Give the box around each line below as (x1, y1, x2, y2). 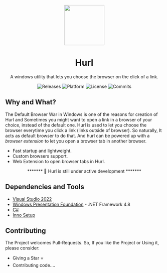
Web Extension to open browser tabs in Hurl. (12, 158, 105, 164)
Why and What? (5, 98, 57, 106)
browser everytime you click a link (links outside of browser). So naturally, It (5, 127, 162, 133)
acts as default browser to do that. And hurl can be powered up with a (5, 132, 150, 139)
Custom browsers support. (12, 153, 68, 159)
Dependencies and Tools (5, 183, 84, 191)
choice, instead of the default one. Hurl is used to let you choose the (5, 122, 147, 128)
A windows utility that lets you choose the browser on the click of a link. (10, 73, 159, 80)
